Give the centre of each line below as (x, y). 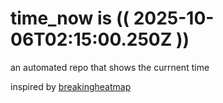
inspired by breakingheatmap (71, 86)
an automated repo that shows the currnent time (110, 67)
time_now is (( (70, 18)
